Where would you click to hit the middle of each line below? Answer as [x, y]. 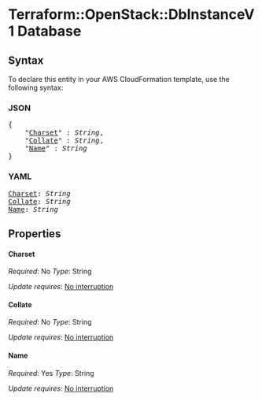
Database [49, 31]
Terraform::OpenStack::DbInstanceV [131, 15]
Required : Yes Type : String [51, 373]
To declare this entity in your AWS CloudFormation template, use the [119, 79]
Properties [35, 234]
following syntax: [36, 87]
